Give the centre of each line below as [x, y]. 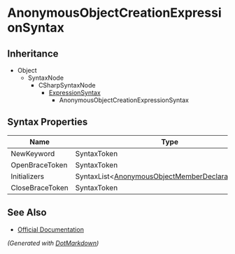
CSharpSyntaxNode [67, 85]
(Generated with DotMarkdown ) [53, 243]
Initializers [27, 176]
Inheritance [33, 54]
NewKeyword [33, 153]
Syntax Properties [48, 122]
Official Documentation [50, 230]
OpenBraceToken [39, 164]
